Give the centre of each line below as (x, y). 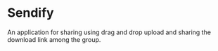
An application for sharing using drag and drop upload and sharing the (109, 32)
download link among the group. (54, 39)
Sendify (31, 13)
